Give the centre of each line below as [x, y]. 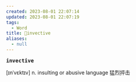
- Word [19, 28]
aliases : [17, 39]
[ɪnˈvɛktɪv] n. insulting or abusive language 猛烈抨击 [68, 72]
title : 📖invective [28, 33]
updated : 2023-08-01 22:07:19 [43, 17]
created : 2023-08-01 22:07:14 [43, 11]
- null [19, 45]
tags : [13, 22]
